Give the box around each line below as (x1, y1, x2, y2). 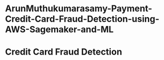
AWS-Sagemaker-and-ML (5, 24, 114, 35)
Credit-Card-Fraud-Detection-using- (5, 13, 160, 25)
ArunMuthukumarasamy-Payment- (5, 3, 153, 14)
